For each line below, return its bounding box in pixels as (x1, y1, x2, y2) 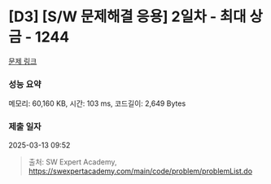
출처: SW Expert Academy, (28, 156, 117, 167)
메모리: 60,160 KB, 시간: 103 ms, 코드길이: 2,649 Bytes (8, 99, 186, 108)
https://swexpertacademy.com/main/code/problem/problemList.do (28, 166, 253, 176)
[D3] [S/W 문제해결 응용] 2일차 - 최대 (8, 7, 247, 26)
